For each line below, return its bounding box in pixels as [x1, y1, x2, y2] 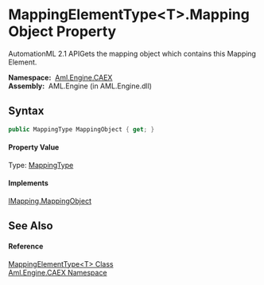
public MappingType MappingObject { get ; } [8, 125, 155, 133]
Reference [8, 241, 44, 252]
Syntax [8, 104, 45, 118]
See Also [8, 219, 53, 232]
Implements [8, 178, 49, 188]
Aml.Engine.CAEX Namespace [8, 267, 107, 277]
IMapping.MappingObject [8, 197, 92, 206]
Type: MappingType [8, 160, 74, 170]
